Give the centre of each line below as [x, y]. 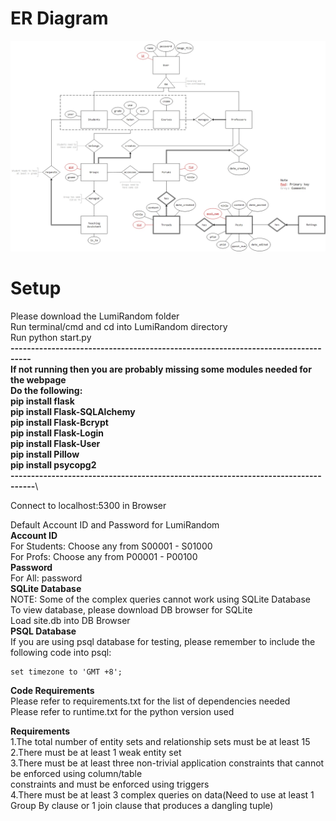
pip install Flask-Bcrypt [59, 422]
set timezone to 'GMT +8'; [66, 672]
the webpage [38, 379]
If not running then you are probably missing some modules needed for [161, 369]
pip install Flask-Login [57, 433]
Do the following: [46, 390]
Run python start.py [51, 337]
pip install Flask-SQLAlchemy [73, 411]
